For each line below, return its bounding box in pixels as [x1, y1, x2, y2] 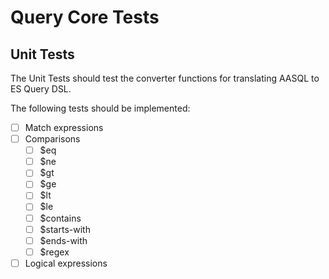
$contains [39, 212, 82, 224]
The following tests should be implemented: [10, 102, 191, 114]
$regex [39, 246, 70, 258]
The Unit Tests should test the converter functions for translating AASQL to [10, 72, 320, 84]
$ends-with [39, 234, 88, 246]
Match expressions [24, 122, 104, 133]
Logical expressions [24, 257, 108, 269]
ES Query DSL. [10, 83, 72, 95]
